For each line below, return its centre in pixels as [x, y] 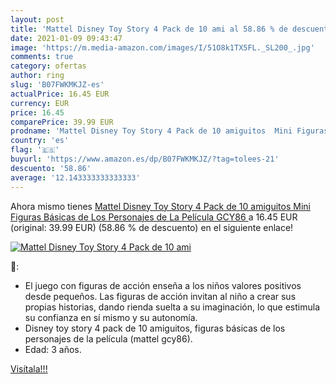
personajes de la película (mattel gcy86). [108, 338]
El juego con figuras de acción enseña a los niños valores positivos [163, 285]
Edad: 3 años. [53, 349]
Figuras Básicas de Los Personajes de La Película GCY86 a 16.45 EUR [154, 217]
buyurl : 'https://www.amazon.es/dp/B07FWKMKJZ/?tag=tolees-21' [145, 159]
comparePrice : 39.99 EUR [62, 122]
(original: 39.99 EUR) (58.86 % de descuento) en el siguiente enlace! [152, 227]
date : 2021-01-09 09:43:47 [66, 38]
